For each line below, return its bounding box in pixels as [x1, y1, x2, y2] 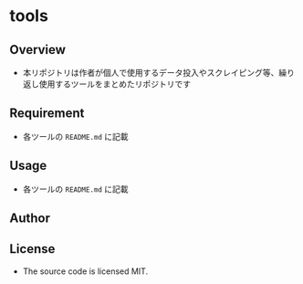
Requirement [9, 106, 85, 121]
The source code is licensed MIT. [22, 266, 149, 277]
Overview [9, 42, 67, 58]
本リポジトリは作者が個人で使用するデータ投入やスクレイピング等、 [22, 68, 279, 78]
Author [9, 211, 50, 226]
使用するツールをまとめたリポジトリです [38, 79, 192, 89]
